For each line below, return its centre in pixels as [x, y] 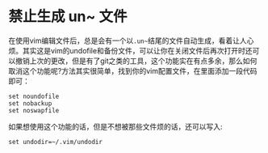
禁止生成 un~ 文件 [68, 17]
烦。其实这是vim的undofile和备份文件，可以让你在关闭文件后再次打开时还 [130, 50]
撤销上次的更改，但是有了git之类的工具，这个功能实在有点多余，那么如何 [136, 61]
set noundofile [34, 96]
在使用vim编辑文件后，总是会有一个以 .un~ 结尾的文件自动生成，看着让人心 [131, 40]
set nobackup [30, 103]
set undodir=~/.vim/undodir [56, 142]
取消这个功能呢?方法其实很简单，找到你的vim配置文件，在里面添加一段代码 [133, 70]
